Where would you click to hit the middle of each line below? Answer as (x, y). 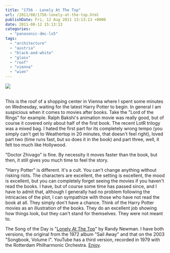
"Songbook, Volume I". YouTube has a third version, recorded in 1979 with (83, 240)
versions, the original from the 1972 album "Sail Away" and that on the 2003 (85, 234)
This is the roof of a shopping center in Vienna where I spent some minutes (84, 101)
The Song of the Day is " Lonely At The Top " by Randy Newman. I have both (85, 229)
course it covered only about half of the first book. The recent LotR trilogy (83, 123)
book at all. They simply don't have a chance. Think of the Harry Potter (80, 203)
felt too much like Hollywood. (36, 145)
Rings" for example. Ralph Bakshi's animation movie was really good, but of (85, 118)
